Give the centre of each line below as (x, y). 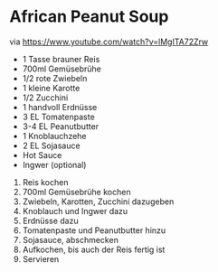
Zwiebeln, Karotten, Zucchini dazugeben (98, 202)
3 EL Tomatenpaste (58, 117)
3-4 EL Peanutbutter (61, 126)
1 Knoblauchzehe (55, 136)
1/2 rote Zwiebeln (55, 78)
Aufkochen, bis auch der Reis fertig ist (94, 249)
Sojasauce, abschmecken (71, 239)
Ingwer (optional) (54, 164)
